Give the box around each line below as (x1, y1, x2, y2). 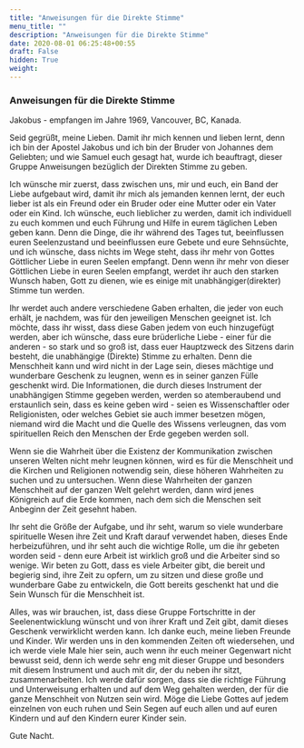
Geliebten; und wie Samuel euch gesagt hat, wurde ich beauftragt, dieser (9, 152, 283, 163)
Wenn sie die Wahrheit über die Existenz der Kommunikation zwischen (9, 446, 273, 457)
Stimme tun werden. (9, 285, 85, 296)
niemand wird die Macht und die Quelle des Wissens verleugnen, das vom (9, 419, 287, 430)
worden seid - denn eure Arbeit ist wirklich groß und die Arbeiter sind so (9, 551, 280, 562)
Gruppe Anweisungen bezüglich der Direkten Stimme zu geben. (9, 161, 248, 173)
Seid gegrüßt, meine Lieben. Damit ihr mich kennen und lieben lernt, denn (9, 133, 286, 144)
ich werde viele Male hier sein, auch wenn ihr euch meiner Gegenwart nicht (9, 645, 292, 656)
